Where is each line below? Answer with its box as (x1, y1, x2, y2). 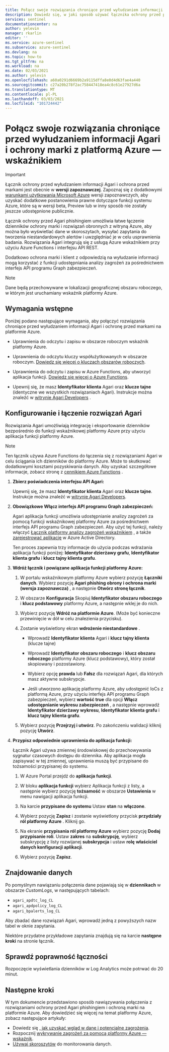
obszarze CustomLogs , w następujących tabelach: (5, 887, 110, 893)
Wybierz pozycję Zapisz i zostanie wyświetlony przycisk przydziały (20, 813, 162, 819)
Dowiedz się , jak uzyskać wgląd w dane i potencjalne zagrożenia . (12, 1025, 150, 1031)
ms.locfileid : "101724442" (5, 101, 62, 106)
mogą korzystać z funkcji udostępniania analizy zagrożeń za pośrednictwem (5, 260, 164, 266)
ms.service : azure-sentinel (5, 40, 64, 45)
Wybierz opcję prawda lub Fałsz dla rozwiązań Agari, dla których (27, 671, 163, 677)
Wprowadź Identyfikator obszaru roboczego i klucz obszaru (27, 650, 156, 656)
